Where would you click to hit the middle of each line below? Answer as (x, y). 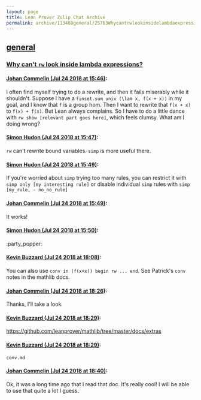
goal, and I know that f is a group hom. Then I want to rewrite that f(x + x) (99, 104)
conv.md (16, 357)
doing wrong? (23, 124)
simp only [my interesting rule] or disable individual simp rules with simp (98, 184)
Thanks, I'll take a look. (34, 304)
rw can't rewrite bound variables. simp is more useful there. (79, 151)
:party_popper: (25, 243)
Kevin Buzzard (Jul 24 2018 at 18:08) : (54, 257)
